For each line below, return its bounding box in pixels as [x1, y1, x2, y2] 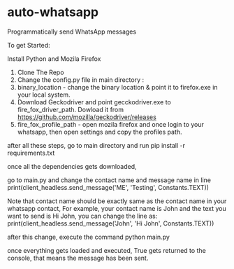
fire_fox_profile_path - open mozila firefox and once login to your [17, 120, 205, 128]
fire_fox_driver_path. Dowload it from [17, 105, 124, 113]
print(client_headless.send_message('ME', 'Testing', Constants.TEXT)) [7, 183, 210, 191]
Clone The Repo [17, 68, 64, 76]
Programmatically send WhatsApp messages [7, 27, 137, 36]
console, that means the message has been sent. [7, 254, 149, 262]
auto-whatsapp [7, 4, 99, 20]
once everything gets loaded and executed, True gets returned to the [7, 246, 206, 254]
